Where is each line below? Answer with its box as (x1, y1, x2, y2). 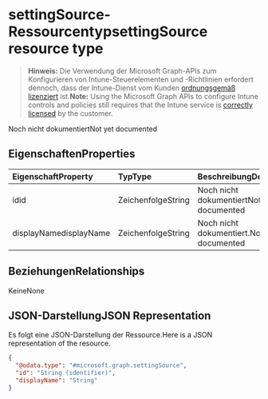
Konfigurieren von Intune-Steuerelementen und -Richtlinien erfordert (27, 74, 254, 84)
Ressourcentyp (8, 22, 112, 41)
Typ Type (118, 170, 152, 182)
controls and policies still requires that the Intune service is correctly (27, 100, 254, 110)
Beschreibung (197, 170, 253, 182)
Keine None (8, 285, 45, 295)
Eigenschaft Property (12, 170, 93, 182)
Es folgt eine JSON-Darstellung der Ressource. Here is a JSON (8, 330, 213, 340)
